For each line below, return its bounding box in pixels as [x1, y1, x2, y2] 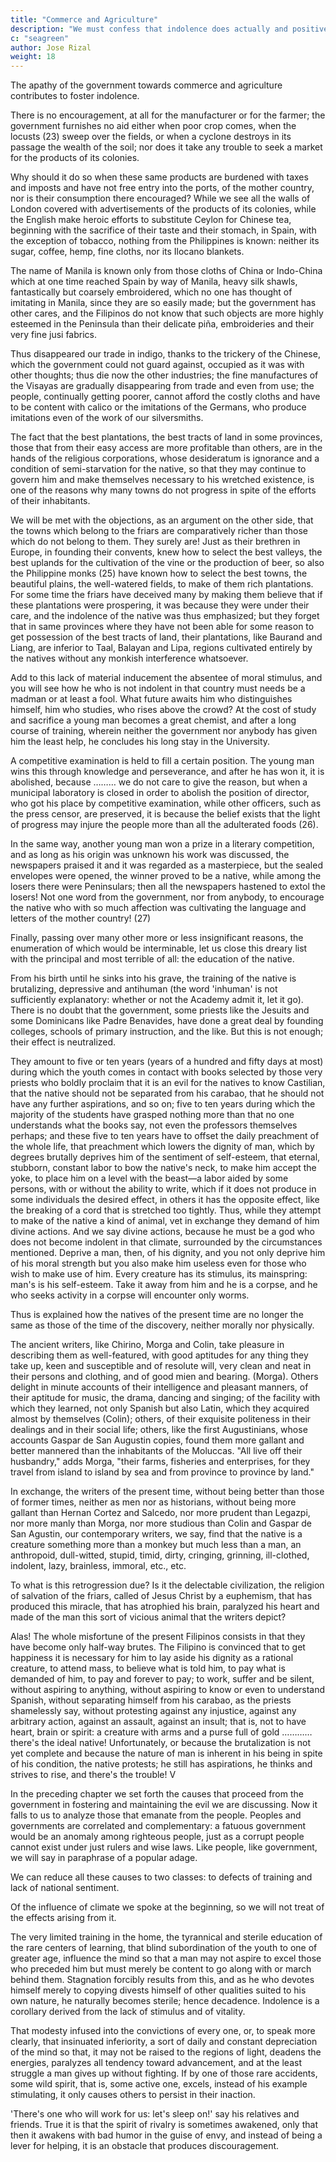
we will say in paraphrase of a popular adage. [10, 1852, 198, 1864]
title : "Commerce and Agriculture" [10, 14, 159, 25]
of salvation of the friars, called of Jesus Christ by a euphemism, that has [10, 1590, 313, 1602]
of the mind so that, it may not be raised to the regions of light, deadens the [10, 2046, 322, 2058]
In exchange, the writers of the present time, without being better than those [10, 1486, 325, 1498]
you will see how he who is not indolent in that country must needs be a [10, 682, 306, 695]
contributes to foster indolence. [10, 90, 140, 102]
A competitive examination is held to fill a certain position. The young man [10, 755, 315, 767]
